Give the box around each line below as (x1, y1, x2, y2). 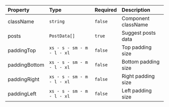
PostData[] (49, 33, 75, 39)
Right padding (121, 73, 155, 79)
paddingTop (8, 47, 36, 54)
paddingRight (8, 76, 40, 82)
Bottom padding (121, 58, 160, 65)
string (49, 19, 65, 24)
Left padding (121, 87, 152, 94)
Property (8, 7, 30, 13)
